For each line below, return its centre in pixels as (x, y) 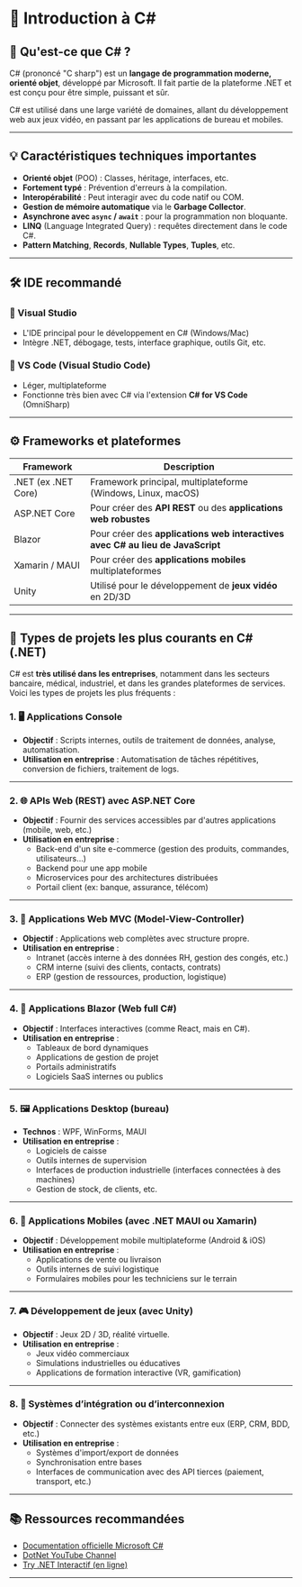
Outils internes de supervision (91, 1160)
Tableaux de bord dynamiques (92, 1047)
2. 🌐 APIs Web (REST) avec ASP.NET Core (102, 800)
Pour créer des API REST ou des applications (186, 507)
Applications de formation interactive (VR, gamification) (138, 1373)
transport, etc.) (63, 1481)
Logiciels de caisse (71, 1150)
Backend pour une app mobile (92, 868)
